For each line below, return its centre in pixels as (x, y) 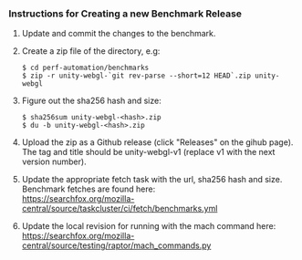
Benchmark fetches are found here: (89, 189)
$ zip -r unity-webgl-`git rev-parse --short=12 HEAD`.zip (136, 76)
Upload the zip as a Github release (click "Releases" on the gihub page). (157, 142)
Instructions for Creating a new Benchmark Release (125, 14)
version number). (54, 161)
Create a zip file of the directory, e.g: (91, 51)
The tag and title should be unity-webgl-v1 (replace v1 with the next (148, 152)
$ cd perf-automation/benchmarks (85, 68)
